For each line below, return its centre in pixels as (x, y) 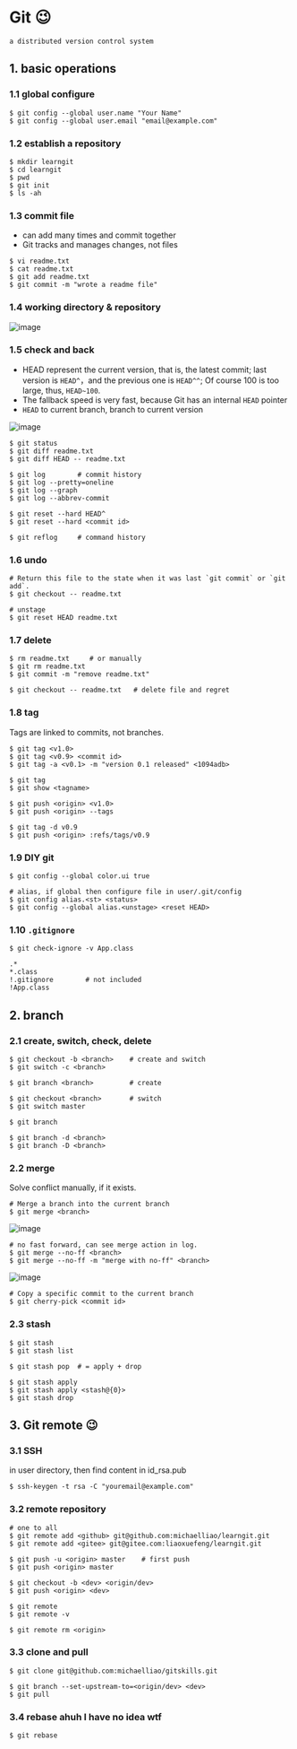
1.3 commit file (42, 215)
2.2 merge (32, 1168)
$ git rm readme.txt (48, 666)
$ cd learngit (36, 170)
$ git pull (30, 1694)
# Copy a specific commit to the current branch (102, 1294)
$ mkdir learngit (42, 161)
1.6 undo (28, 560)
